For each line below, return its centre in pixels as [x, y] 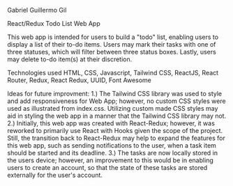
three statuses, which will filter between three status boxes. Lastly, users [112, 52]
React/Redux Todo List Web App [54, 23]
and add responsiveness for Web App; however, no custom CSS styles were [116, 101]
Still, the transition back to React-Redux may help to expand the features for [116, 138]
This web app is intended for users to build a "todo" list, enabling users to [113, 37]
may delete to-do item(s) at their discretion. [70, 59]
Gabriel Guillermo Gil [37, 10]
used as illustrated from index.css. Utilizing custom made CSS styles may [113, 108]
